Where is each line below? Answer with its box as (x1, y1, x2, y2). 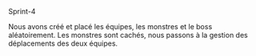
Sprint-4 (8, 7, 36, 16)
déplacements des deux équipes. (8, 39, 118, 48)
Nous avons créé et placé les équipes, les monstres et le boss (8, 22, 213, 31)
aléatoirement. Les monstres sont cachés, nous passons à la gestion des (8, 31, 248, 39)
